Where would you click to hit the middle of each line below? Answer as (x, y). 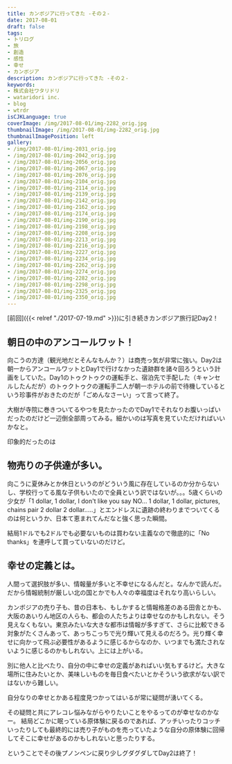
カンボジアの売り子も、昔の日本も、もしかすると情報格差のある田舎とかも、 (116, 607)
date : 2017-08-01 (32, 20)
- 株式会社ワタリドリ (34, 91)
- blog (17, 104)
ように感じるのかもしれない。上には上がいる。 (80, 650)
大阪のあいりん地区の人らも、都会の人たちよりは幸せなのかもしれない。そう (116, 616)
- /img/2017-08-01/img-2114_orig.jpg (62, 188)
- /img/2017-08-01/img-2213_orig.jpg (62, 239)
